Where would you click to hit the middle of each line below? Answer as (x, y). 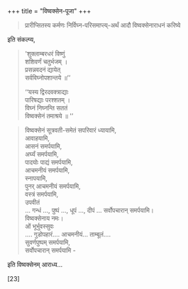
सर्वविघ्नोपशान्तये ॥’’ (48, 78)
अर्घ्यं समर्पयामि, (42, 154)
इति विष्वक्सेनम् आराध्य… (35, 264)
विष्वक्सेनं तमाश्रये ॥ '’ (49, 116)
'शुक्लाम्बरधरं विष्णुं (45, 54)
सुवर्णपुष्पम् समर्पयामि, (48, 242)
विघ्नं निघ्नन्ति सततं (46, 108)
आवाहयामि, (37, 138)
